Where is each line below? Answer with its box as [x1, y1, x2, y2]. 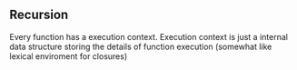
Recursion [9, 7, 69, 23]
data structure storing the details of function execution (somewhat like [9, 41, 272, 52]
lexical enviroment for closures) [9, 50, 128, 62]
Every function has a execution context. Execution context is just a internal [9, 31, 289, 42]
